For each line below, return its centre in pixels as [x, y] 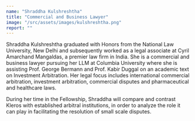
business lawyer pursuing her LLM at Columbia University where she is [92, 63]
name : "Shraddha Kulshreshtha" [44, 11]
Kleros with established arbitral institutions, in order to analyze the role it [93, 105]
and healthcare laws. [31, 88]
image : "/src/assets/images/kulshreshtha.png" [64, 22]
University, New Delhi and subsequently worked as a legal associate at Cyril [97, 51]
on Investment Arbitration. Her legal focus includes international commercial [98, 75]
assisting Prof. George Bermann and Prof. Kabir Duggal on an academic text [97, 69]
